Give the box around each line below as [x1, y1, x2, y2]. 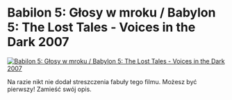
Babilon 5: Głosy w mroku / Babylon [7, 5, 216, 21]
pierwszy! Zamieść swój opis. [7, 85, 92, 93]
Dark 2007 [7, 34, 69, 50]
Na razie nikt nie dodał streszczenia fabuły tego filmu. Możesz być [7, 77, 197, 86]
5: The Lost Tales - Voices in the [7, 19, 196, 35]
